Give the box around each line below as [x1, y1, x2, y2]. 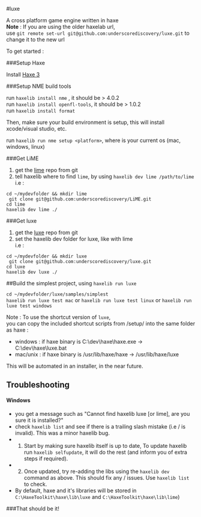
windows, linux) [6, 143, 45, 150]
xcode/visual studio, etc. [6, 125, 67, 132]
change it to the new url [6, 36, 65, 43]
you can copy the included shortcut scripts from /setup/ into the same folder [6, 320, 196, 327]
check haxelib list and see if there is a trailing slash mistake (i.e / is [14, 423, 186, 430]
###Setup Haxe [6, 60, 45, 66]
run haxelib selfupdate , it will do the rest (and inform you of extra [23, 448, 188, 456]
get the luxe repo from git [14, 229, 78, 236]
